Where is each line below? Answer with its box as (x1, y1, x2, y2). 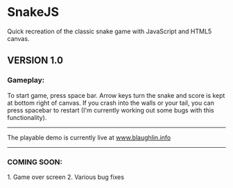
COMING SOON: (7, 157, 63, 166)
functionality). (7, 113, 47, 121)
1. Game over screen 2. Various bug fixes (7, 173, 125, 181)
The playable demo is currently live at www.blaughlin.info (7, 133, 171, 142)
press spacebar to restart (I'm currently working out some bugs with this (7, 105, 214, 114)
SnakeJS (7, 4, 60, 20)
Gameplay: (7, 76, 45, 85)
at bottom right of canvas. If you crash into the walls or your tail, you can (7, 99, 215, 107)
